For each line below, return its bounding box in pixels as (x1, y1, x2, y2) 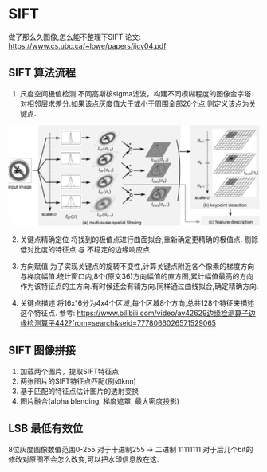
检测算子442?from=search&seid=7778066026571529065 (26, 318, 217, 327)
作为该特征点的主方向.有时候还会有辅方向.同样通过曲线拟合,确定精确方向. (19, 281, 259, 291)
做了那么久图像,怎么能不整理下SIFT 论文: (8, 32, 142, 41)
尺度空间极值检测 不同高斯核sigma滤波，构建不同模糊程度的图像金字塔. (19, 88, 253, 98)
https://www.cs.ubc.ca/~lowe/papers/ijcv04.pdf (8, 41, 167, 50)
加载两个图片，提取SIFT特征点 (19, 366, 120, 376)
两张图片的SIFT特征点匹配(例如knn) (19, 376, 137, 386)
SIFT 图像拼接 (8, 344, 76, 357)
